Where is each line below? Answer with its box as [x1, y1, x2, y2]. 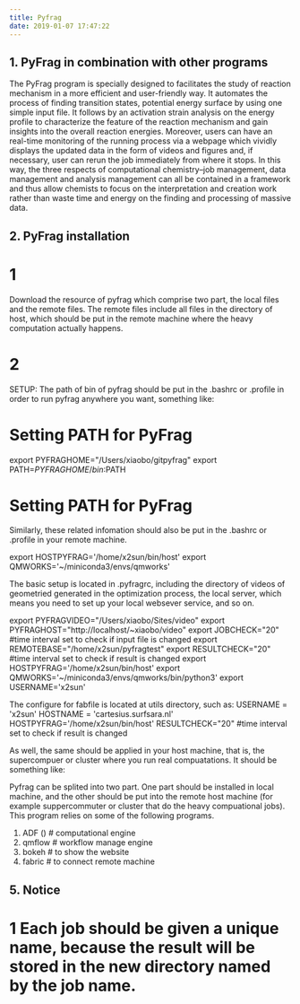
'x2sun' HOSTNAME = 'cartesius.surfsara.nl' [9, 709, 174, 720]
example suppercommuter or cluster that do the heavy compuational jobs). [9, 800, 286, 812]
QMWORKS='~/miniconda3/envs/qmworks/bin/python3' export [9, 672, 244, 683]
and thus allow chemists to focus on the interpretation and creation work [9, 183, 278, 194]
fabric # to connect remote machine [21, 856, 155, 867]
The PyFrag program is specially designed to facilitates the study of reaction [9, 78, 291, 90]
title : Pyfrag [9, 13, 63, 22]
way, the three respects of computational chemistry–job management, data [9, 164, 287, 175]
